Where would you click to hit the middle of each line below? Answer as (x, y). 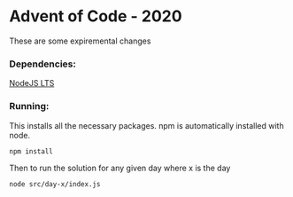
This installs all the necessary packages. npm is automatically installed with (147, 125)
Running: (29, 106)
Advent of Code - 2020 (96, 16)
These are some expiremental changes (80, 41)
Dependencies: (43, 64)
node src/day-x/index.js (55, 185)
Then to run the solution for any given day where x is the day (120, 168)
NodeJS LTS (32, 83)
